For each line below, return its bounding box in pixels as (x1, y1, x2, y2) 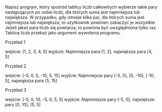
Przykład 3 (5, 87, 27, 93)
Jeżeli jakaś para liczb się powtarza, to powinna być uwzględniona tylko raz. (5, 25, 157, 31)
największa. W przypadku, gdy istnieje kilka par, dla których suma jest (5, 15, 145, 20)
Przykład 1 (5, 39, 26, 45)
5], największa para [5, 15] (5, 78, 58, 83)
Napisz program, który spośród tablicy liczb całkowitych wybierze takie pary (5, 4, 158, 10)
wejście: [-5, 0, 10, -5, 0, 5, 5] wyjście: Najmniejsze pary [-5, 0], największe (5, 96, 155, 102)
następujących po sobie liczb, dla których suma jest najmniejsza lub (5, 9, 140, 15)
